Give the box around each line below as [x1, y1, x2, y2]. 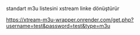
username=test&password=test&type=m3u [6, 23, 111, 29]
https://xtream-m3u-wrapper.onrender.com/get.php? [6, 16, 134, 23]
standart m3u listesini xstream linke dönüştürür [6, 5, 120, 12]
